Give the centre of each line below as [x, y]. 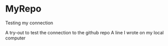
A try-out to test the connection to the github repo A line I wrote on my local [85, 32]
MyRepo [23, 9]
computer [16, 38]
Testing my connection [29, 23]
